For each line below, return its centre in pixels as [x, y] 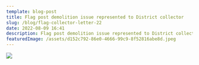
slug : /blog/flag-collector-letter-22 [54, 22]
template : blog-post [32, 12]
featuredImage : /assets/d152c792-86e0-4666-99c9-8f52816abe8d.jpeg [91, 39]
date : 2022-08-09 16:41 [36, 28]
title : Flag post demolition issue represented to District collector [95, 17]
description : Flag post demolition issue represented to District [90, 34]
